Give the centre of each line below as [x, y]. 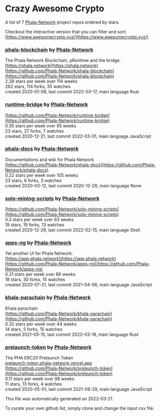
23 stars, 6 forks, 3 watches [34, 180]
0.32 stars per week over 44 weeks [41, 324]
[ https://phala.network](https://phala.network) [52, 66]
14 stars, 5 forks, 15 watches [34, 329]
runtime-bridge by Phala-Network [47, 105]
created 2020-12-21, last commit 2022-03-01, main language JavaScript [78, 136]
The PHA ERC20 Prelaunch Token [39, 358]
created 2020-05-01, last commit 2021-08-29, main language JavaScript [79, 389]
